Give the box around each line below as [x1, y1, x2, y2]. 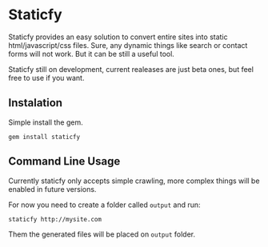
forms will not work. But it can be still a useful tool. [8, 49, 174, 58]
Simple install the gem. [8, 118, 83, 127]
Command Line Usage [8, 154, 121, 169]
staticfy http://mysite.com [8, 215, 102, 223]
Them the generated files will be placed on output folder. [8, 229, 196, 239]
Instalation [8, 96, 62, 110]
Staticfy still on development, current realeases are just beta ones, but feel [8, 64, 254, 74]
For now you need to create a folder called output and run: [8, 200, 202, 209]
